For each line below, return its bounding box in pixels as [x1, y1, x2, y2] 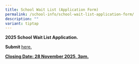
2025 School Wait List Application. [5, 34, 78, 40]
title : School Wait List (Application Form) [5, 7, 99, 12]
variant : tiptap [5, 21, 39, 26]
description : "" [5, 16, 39, 21]
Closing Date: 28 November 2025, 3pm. [5, 54, 89, 60]
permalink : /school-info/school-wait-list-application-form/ [5, 12, 135, 17]
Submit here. [5, 44, 32, 50]
